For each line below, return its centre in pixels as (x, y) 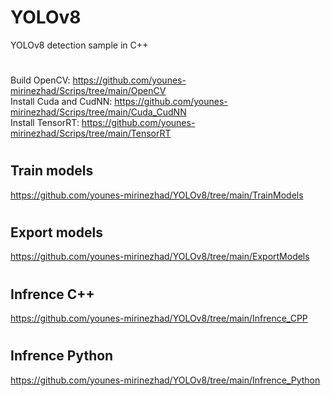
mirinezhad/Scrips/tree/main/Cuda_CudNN (98, 112)
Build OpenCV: (40, 80)
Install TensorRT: (45, 123)
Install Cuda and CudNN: (61, 102)
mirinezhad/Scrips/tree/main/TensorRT (91, 133)
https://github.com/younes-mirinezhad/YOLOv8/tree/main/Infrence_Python (165, 380)
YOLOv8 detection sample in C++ (79, 45)
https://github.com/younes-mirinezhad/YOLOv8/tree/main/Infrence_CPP (159, 318)
